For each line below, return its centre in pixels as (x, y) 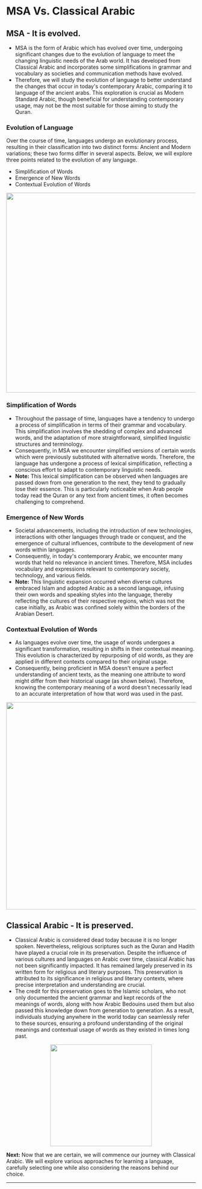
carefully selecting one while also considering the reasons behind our (92, 1168)
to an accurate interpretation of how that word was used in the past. (99, 694)
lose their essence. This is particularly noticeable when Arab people (99, 489)
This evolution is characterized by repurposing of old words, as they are (104, 655)
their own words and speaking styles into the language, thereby (94, 594)
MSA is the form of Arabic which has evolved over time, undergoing (99, 48)
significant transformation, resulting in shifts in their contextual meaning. (105, 649)
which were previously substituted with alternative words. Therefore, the (105, 457)
